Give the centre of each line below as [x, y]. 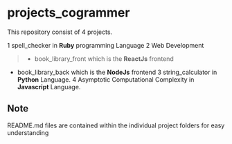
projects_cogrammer [69, 13]
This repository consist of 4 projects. [60, 32]
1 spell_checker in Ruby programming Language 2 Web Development [106, 45]
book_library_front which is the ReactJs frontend [104, 58]
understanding [28, 132]
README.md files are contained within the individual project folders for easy [116, 125]
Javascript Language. [49, 87]
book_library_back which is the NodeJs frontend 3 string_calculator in [117, 72]
